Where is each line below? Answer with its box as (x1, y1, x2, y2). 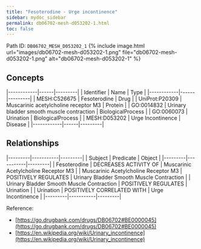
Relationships (6, 138, 59, 149)
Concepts (6, 73, 44, 83)
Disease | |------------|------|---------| (6, 121, 104, 128)
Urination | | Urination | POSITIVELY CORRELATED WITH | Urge (6, 186, 163, 193)
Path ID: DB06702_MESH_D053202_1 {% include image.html (6, 42, 145, 50)
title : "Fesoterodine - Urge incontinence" (6, 8, 118, 15)
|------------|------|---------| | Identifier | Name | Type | (6, 89, 147, 96)
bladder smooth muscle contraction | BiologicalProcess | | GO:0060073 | (6, 108, 188, 115)
